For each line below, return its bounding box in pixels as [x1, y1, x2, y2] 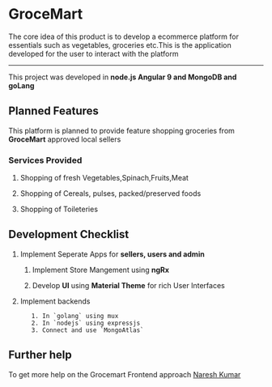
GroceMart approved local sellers [8, 134, 121, 144]
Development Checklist [8, 228, 130, 241]
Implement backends [19, 296, 91, 306]
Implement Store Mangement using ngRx [32, 265, 170, 274]
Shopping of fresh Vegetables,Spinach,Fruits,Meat [19, 173, 189, 183]
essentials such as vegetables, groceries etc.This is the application [8, 40, 232, 49]
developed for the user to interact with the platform [8, 49, 179, 58]
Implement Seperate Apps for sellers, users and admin [19, 249, 205, 259]
